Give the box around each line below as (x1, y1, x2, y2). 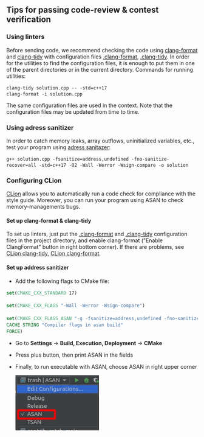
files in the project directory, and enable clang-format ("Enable (6, 237, 163, 244)
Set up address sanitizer (6, 264, 69, 271)
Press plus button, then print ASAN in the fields (15, 351, 134, 358)
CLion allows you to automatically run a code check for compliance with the (6, 190, 196, 197)
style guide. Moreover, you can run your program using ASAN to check (6, 197, 184, 204)
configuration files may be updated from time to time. (6, 108, 140, 115)
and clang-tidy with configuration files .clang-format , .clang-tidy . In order (6, 53, 190, 60)
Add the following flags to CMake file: (15, 277, 109, 285)
